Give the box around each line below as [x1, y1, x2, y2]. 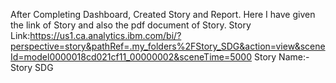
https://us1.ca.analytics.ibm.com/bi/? [29, 30, 182, 41]
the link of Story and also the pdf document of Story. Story [10, 19, 252, 31]
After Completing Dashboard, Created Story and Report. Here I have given [10, 9, 316, 20]
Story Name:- [253, 51, 310, 63]
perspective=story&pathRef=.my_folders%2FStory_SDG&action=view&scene [10, 40, 326, 52]
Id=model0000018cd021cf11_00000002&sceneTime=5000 [10, 51, 253, 63]
